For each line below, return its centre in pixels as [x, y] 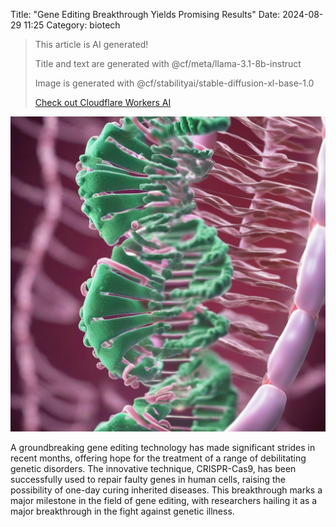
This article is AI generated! [91, 44]
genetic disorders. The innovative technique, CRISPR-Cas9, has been [153, 468]
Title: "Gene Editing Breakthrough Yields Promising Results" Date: [145, 14]
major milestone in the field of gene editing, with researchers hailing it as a [164, 500]
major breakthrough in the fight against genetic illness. [122, 511]
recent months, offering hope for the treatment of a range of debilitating [158, 458]
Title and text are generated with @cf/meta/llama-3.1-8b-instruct [168, 63]
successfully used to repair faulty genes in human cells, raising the [148, 479]
